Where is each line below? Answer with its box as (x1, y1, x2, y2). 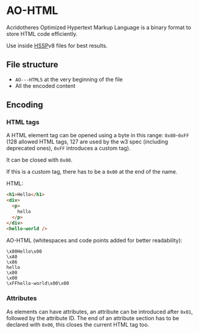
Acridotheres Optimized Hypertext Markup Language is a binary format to (6, 24, 192, 31)
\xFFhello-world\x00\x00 (6, 280, 69, 286)
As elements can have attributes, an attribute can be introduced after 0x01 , (6, 308, 194, 315)
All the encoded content (15, 82, 76, 89)
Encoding (6, 100, 44, 110)
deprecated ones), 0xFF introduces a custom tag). (6, 145, 131, 152)
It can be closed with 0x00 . (6, 156, 73, 164)
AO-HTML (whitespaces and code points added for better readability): (6, 236, 183, 244)
